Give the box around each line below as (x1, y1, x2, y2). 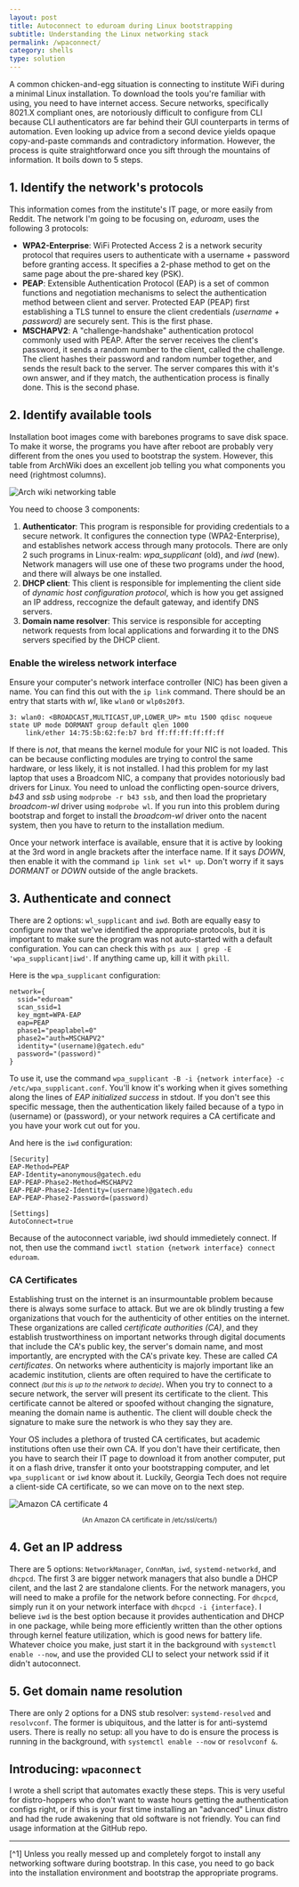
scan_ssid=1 (17, 1002, 62, 1011)
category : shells (9, 46, 74, 55)
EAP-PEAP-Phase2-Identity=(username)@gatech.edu (9, 1186, 193, 1195)
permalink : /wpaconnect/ (9, 37, 101, 47)
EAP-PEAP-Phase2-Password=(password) (9, 1194, 149, 1203)
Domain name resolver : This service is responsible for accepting (21, 615, 262, 626)
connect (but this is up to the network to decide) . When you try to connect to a (9, 1379, 273, 1389)
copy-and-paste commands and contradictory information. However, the (9, 135, 276, 146)
